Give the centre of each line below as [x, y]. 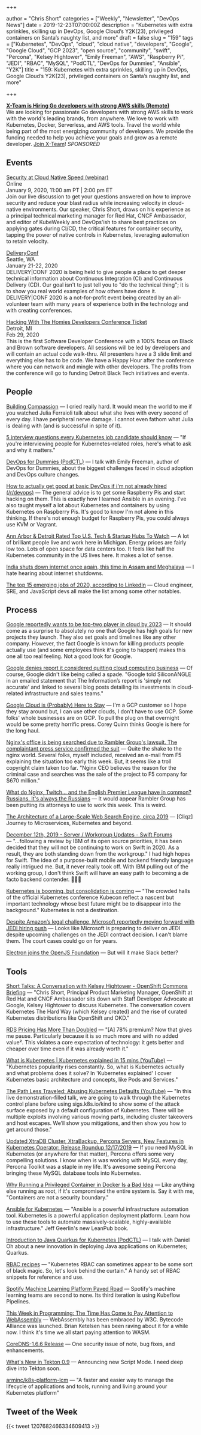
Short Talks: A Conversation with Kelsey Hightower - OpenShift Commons [97, 986]
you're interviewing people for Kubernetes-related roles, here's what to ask [99, 443]
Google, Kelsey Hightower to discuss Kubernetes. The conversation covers [98, 1005]
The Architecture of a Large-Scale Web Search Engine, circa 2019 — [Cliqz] [100, 817]
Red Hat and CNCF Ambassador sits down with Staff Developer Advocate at [100, 999]
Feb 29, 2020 [23, 335]
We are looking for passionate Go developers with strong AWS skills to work [100, 112]
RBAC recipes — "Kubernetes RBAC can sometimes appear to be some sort [99, 1264]
